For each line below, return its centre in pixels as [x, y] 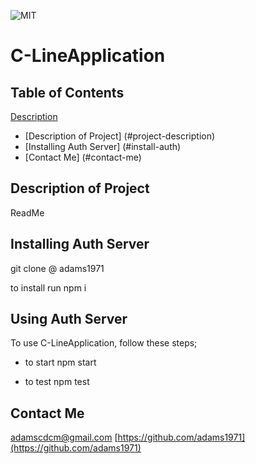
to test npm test [57, 382]
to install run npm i [48, 287]
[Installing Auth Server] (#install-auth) [103, 146]
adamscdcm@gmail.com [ [64, 437]
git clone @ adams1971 [57, 268]
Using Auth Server [69, 319]
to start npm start [60, 362]
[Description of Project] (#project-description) [120, 136]
